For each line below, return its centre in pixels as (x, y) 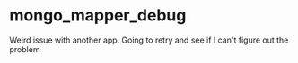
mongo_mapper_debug (98, 16)
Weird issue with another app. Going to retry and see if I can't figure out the (149, 40)
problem (25, 49)
